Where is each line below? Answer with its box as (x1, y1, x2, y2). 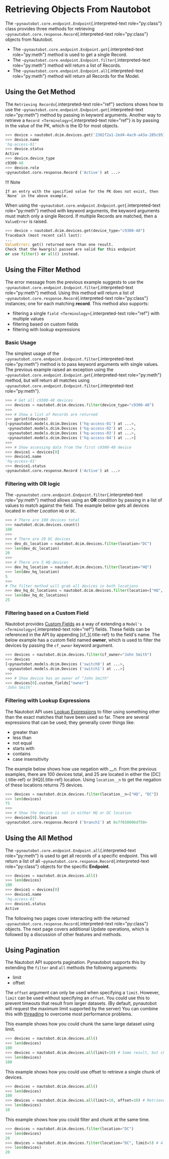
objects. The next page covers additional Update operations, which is (5, 926, 149, 932)
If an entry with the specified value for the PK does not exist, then (5, 189, 158, 194)
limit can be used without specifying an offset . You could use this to (5, 995, 150, 1001)
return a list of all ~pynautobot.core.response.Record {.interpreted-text (5, 858, 149, 864)
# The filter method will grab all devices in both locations (5, 583, 138, 588)
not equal (12, 739, 33, 746)
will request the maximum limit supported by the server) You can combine (5, 1006, 158, 1012)
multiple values (12, 315, 44, 321)
